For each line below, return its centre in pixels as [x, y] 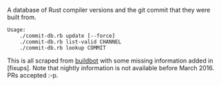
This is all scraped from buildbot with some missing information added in [110, 61]
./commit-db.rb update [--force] [67, 36]
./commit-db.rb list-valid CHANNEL [71, 42]
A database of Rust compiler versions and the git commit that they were [109, 10]
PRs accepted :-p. [33, 75]
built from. [22, 17]
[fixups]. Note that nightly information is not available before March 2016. [111, 68]
